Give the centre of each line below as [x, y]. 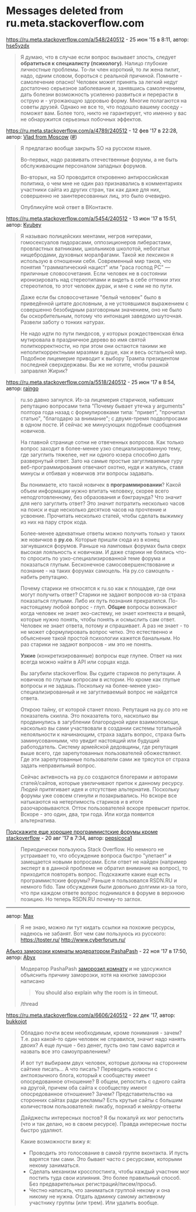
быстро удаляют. [41, 1130]
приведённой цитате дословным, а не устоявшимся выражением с [104, 303]
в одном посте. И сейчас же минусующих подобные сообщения [101, 424]
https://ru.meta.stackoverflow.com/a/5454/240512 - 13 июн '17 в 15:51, [91, 218]
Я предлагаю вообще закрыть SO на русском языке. [86, 148]
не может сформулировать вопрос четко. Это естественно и [97, 631]
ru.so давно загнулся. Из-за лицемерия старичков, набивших [97, 400]
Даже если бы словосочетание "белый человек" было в [91, 297]
